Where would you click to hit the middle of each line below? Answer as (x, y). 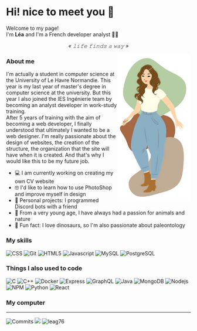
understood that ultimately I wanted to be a (58, 130)
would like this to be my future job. (48, 161)
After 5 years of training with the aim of (53, 118)
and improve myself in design (50, 194)
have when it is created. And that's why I (55, 155)
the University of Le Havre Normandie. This (59, 80)
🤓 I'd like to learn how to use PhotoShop (63, 187)
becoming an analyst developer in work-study (62, 105)
